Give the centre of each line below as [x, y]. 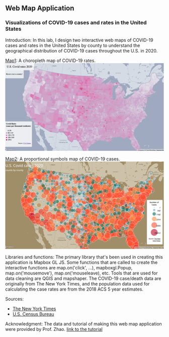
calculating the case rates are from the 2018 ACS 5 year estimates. [74, 289]
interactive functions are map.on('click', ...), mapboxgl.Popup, [69, 267]
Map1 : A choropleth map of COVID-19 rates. [50, 61]
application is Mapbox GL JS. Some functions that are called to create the [81, 262]
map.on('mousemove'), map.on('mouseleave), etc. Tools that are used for [81, 273]
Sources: [15, 299]
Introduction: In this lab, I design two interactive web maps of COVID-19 [79, 40]
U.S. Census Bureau [33, 314]
